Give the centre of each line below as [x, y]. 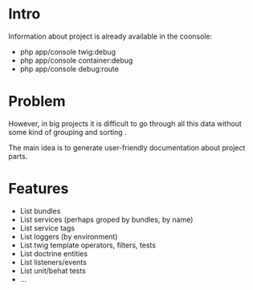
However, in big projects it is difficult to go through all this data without [125, 123]
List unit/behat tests [53, 271]
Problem [37, 102]
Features [39, 189]
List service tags [47, 228]
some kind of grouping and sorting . [67, 132]
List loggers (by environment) [69, 236]
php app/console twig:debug [68, 51]
